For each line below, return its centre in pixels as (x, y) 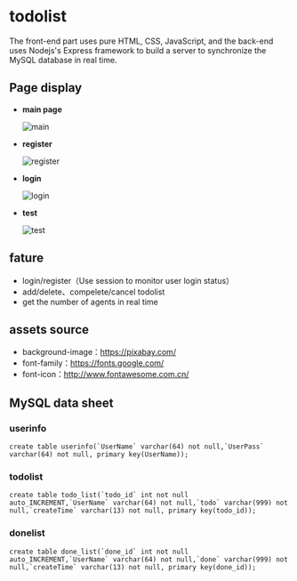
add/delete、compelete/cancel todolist (93, 292)
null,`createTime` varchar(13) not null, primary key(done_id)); (132, 567)
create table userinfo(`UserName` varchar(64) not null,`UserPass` (137, 447)
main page (42, 109)
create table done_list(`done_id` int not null (99, 552)
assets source (49, 330)
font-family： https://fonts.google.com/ (93, 363)
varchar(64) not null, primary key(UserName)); (99, 455)
